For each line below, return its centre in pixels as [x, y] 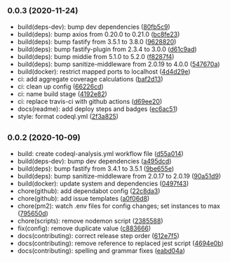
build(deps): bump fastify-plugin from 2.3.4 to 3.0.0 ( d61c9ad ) [107, 49]
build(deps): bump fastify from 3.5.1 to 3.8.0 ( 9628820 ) [97, 41]
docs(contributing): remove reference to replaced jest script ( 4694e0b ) [121, 243]
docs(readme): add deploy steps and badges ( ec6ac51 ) [97, 109]
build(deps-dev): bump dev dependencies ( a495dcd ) [94, 161]
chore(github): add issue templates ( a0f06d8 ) [83, 198]
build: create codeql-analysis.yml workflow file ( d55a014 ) [100, 153]
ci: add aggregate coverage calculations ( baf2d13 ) [90, 79]
